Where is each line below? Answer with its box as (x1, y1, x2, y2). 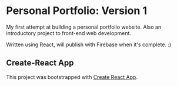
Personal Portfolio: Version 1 (6, 4, 148, 18)
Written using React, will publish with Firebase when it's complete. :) (6, 41, 172, 48)
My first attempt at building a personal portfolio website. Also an (6, 23, 162, 30)
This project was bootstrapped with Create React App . (6, 73, 138, 80)
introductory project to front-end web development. (6, 29, 131, 36)
